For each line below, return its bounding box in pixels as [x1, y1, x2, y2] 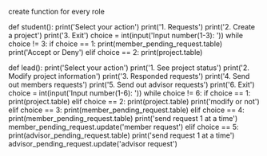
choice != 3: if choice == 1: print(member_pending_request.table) [8, 39, 223, 49]
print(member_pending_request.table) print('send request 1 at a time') [8, 114, 238, 123]
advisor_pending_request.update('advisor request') [8, 139, 178, 148]
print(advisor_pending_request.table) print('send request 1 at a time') [8, 131, 235, 140]
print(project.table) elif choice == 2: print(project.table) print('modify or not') [8, 97, 260, 106]
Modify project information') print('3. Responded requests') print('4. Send [8, 72, 250, 80]
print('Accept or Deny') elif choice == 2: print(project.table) [8, 48, 203, 57]
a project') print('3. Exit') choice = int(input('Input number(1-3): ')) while [8, 31, 244, 40]
